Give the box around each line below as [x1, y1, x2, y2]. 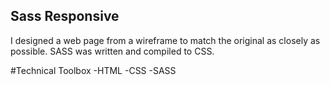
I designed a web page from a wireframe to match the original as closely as [10, 34, 321, 46]
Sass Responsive [10, 8, 120, 25]
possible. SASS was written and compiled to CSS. [10, 45, 215, 57]
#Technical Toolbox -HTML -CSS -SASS [10, 64, 177, 76]
